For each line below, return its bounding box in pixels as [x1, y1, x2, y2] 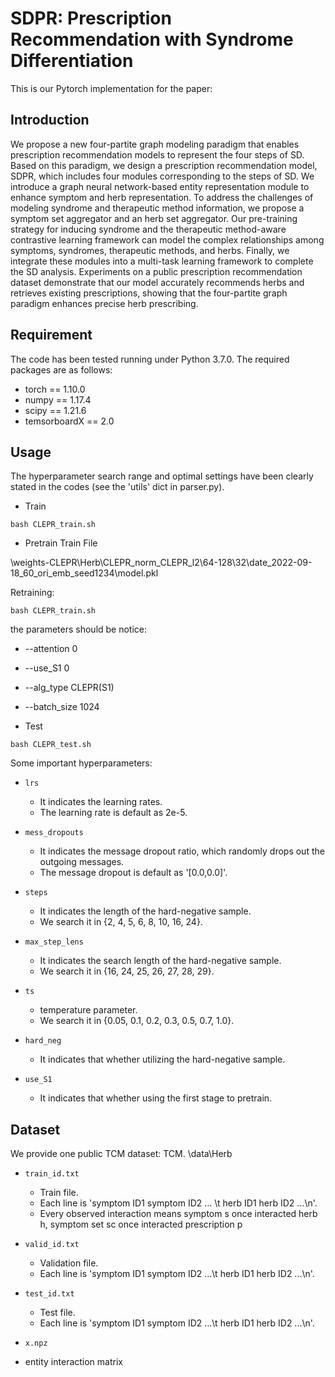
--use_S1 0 [24, 662, 70, 674]
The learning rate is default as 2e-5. [39, 807, 188, 819]
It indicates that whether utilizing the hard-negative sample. [39, 1053, 286, 1066]
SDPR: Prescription [10, 7, 172, 30]
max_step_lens [24, 937, 84, 947]
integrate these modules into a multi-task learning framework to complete [10, 255, 314, 267]
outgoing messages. [39, 856, 125, 868]
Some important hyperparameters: [10, 757, 153, 769]
